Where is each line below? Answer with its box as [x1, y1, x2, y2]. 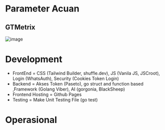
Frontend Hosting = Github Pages [12, 91, 82, 97]
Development [5, 53, 63, 65]
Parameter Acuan [5, 3, 80, 14]
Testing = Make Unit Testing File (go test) [12, 96, 98, 102]
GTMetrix [5, 23, 36, 31]
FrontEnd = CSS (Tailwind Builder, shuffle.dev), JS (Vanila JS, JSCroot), [12, 70, 160, 76]
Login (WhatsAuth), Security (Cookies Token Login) [12, 75, 119, 81]
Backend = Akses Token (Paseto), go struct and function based [12, 80, 144, 86]
